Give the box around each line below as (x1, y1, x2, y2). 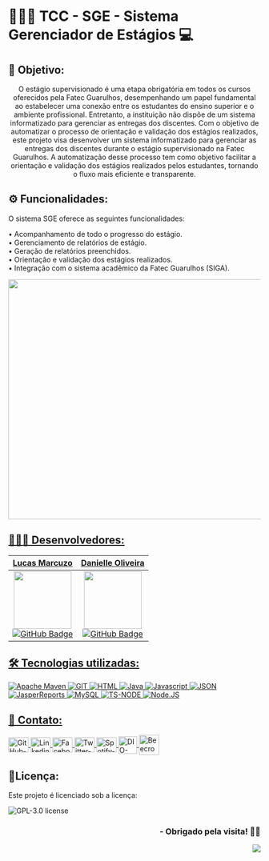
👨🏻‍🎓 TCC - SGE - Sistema (8, 7, 179, 26)
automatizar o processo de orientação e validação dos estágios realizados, (10, 127, 259, 136)
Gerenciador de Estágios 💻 (8, 26, 194, 44)
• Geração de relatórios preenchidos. (8, 246, 131, 255)
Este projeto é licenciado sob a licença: (8, 791, 138, 800)
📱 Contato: (8, 713, 62, 727)
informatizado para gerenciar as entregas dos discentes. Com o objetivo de (10, 118, 259, 127)
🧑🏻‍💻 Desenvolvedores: (8, 534, 126, 547)
